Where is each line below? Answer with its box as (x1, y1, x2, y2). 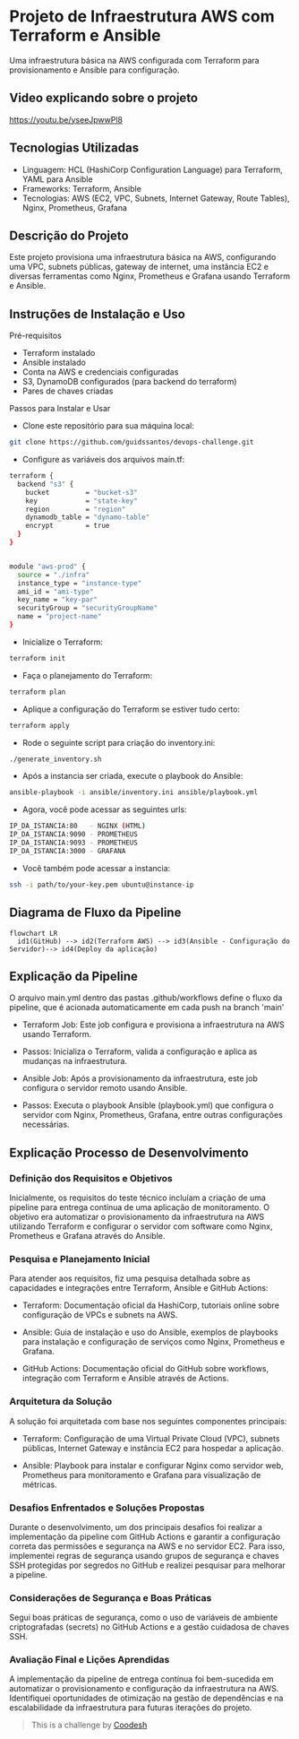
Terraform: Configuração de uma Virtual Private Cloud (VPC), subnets (21, 1432, 280, 1444)
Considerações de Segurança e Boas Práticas (9, 1591, 212, 1604)
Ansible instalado (21, 357, 87, 368)
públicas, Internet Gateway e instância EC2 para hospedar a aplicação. (21, 1442, 284, 1453)
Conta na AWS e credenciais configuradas (21, 367, 179, 377)
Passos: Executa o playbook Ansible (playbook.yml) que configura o (21, 1100, 275, 1111)
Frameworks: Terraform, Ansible (21, 183, 141, 194)
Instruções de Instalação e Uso (9, 307, 185, 322)
